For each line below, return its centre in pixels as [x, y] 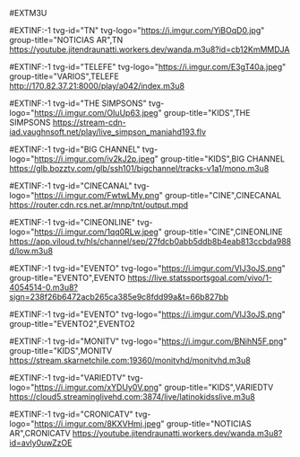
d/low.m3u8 [31, 251]
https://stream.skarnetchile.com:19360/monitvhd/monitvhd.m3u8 [130, 360]
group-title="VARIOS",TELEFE [64, 76]
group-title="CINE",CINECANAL [223, 195]
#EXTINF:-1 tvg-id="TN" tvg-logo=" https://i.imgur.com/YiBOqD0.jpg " [137, 30]
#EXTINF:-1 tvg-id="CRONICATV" [72, 414]
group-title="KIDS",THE [207, 113]
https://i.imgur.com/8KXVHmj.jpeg [98, 424]
